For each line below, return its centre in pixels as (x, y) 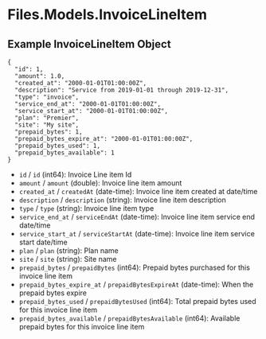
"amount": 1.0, (40, 76)
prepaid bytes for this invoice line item (82, 327)
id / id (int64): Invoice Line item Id (75, 174)
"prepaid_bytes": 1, (49, 132)
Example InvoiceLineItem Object (90, 44)
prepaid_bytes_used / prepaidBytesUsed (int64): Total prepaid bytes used (137, 301)
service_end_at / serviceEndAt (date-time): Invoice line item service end (137, 217)
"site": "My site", (47, 125)
